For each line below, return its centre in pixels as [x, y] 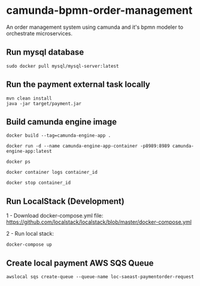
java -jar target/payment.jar [44, 103]
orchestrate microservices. [40, 33]
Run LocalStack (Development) [65, 201]
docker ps [19, 162]
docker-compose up [29, 245]
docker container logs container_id [52, 172]
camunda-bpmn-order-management [99, 10]
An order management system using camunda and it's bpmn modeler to [95, 27]
